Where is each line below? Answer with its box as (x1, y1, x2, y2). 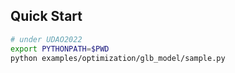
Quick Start (10, 8, 83, 25)
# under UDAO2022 (10, 34, 83, 44)
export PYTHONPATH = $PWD (10, 44, 110, 54)
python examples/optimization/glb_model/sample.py (10, 53, 226, 63)
